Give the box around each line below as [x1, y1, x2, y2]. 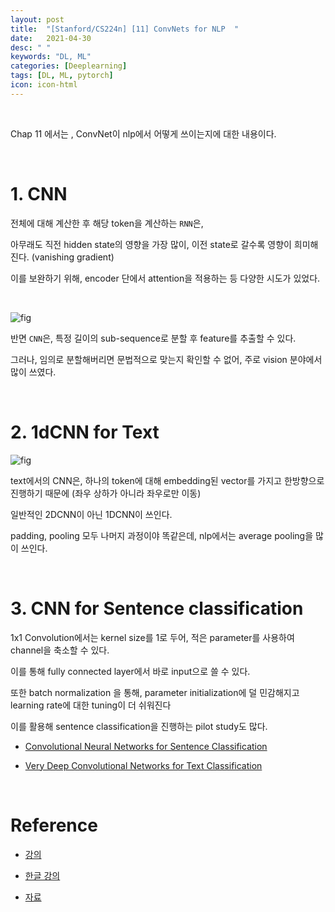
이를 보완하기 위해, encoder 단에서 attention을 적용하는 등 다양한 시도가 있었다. [10, 272, 321, 284]
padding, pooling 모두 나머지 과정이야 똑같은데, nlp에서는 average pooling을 [10, 529, 314, 541]
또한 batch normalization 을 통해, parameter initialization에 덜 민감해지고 [10, 686, 300, 698]
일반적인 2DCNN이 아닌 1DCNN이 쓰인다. [10, 508, 173, 520]
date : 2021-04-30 [10, 33, 92, 43]
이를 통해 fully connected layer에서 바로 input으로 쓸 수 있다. [10, 665, 251, 677]
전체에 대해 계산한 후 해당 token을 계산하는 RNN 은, [10, 217, 204, 229]
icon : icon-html [10, 80, 78, 90]
